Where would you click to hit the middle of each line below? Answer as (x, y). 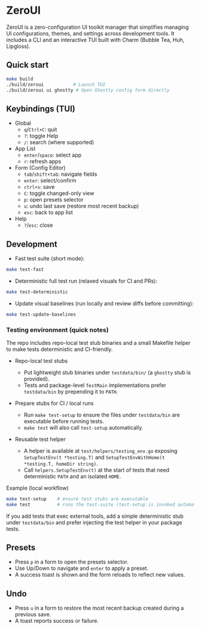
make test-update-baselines (41, 314)
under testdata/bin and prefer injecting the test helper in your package (94, 522)
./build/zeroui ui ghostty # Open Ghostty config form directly (88, 90)
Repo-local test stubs (41, 361)
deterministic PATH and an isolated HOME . (72, 476)
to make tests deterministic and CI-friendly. (60, 349)
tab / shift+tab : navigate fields (60, 174)
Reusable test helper (40, 439)
